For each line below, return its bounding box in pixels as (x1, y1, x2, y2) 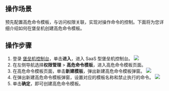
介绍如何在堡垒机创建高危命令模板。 (9, 25, 84, 31)
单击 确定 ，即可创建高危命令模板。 (12, 80, 83, 86)
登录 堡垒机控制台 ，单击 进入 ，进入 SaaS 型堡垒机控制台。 (12, 55, 133, 61)
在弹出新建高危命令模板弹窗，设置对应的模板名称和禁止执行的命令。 (12, 74, 154, 80)
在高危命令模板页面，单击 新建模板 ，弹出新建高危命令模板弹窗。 (12, 68, 145, 74)
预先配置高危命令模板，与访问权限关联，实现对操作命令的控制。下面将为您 (5, 19, 159, 25)
